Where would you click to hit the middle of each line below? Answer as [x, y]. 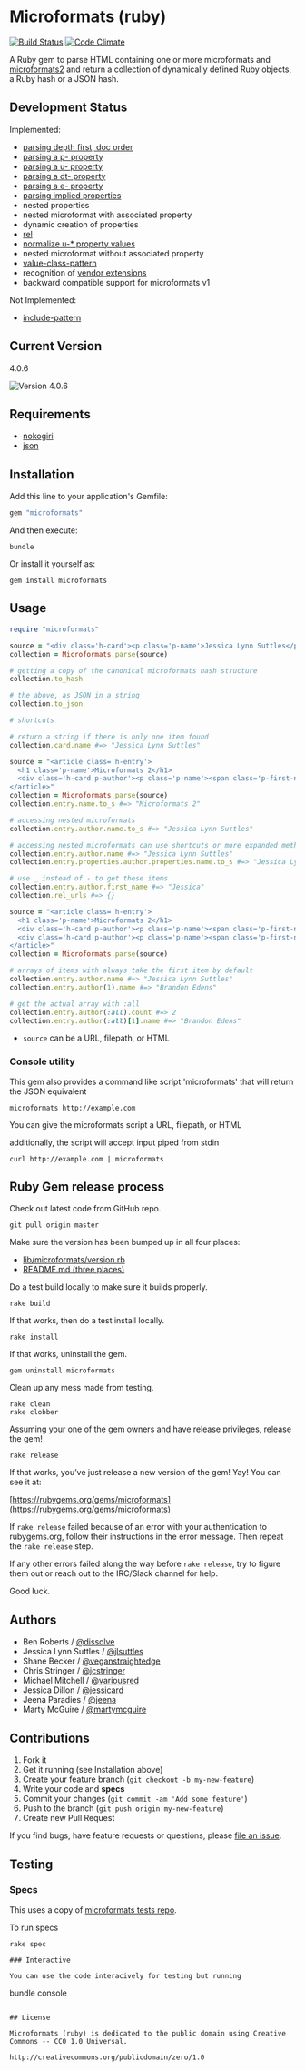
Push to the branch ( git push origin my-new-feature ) [123, 1808]
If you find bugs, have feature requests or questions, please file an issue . [146, 1835]
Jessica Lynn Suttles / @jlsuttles [83, 1652]
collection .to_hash [46, 679]
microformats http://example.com [73, 1108]
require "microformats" [54, 629]
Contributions [49, 1738]
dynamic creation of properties [80, 224]
